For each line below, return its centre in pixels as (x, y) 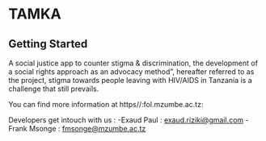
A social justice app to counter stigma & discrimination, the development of (133, 63)
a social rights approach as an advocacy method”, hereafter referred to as (131, 72)
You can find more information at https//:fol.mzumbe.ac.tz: (106, 104)
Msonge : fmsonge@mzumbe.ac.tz (87, 129)
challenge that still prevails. (54, 89)
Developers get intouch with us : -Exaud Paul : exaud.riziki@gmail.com (126, 120)
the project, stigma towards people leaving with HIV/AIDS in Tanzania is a (130, 80)
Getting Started (48, 44)
